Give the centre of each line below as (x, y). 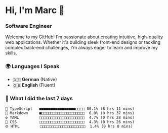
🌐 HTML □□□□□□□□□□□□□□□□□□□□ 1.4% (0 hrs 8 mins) (69, 126)
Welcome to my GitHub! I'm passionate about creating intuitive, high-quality (84, 37)
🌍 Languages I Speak (32, 66)
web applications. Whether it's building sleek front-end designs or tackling (83, 42)
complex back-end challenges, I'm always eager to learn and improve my (82, 48)
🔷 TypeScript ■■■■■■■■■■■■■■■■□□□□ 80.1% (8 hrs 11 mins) (70, 109)
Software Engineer (29, 26)
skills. (11, 53)
